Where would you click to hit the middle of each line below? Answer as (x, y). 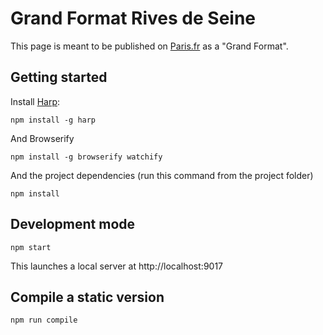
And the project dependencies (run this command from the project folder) (162, 175)
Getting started (59, 77)
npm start (31, 247)
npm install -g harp (53, 120)
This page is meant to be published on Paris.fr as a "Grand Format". (149, 46)
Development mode (73, 224)
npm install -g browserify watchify (86, 157)
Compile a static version (87, 297)
